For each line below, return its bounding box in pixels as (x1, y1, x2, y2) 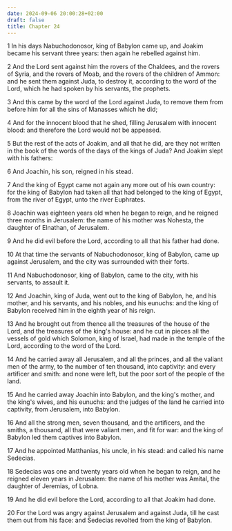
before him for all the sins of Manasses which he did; (7, 105, 158, 114)
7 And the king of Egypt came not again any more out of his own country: (7, 181, 216, 189)
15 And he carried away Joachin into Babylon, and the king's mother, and (7, 391, 215, 399)
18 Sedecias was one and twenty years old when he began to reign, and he (7, 467, 221, 476)
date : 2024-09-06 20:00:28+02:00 (7, 10, 104, 17)
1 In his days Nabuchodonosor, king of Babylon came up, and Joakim (7, 42, 204, 50)
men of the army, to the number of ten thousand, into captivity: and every (7, 363, 216, 371)
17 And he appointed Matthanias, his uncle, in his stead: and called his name (7, 447, 224, 455)
